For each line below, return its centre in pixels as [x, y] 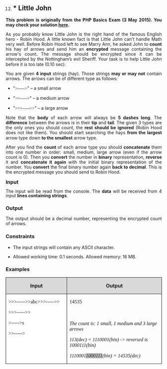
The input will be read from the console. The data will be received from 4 [84, 191]
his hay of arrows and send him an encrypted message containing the [84, 49]
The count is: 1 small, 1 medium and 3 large [113, 324]
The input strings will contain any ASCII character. [64, 247]
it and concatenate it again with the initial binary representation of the [84, 162]
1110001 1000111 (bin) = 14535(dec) [105, 356]
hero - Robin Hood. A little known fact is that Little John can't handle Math [84, 39]
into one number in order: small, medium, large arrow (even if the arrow [84, 152]
